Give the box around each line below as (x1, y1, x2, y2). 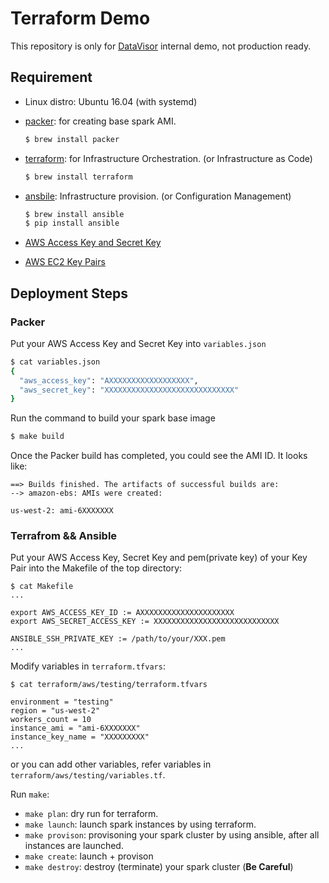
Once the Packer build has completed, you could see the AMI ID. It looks (10, 450, 308, 462)
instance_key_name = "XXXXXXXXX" (10, 732, 150, 742)
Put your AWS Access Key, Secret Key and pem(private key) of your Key (10, 552, 308, 564)
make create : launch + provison (24, 850, 154, 862)
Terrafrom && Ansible (10, 529, 118, 543)
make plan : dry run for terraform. (24, 808, 159, 820)
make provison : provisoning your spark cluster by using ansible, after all (24, 829, 320, 841)
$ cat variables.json (10, 357, 101, 367)
